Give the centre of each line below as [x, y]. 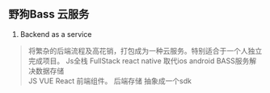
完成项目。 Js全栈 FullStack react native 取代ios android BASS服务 [139, 61]
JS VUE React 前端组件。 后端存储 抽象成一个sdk [110, 81]
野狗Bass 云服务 [49, 14]
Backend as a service [56, 34]
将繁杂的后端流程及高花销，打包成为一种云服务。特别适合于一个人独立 [145, 51]
